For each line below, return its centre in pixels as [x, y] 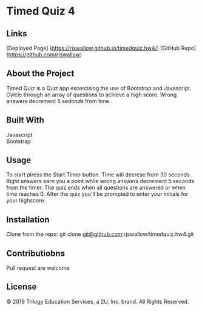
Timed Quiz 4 [41, 11]
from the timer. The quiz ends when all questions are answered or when [96, 188]
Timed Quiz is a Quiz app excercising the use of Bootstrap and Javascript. [99, 88]
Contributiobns [36, 253]
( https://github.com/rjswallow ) [44, 55]
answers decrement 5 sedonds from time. [59, 101]
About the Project [40, 74]
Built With [25, 120]
